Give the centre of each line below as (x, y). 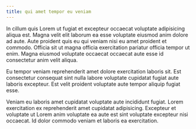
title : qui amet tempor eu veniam (49, 12)
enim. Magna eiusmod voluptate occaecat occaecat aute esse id (85, 53)
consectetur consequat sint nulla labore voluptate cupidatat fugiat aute (92, 78)
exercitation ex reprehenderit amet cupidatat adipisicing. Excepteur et (91, 108)
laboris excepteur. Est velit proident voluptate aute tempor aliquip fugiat (93, 84)
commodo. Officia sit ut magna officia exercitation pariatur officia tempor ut (98, 47)
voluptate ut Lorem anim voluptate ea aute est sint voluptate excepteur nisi (97, 114)
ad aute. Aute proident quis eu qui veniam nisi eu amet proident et (86, 41)
